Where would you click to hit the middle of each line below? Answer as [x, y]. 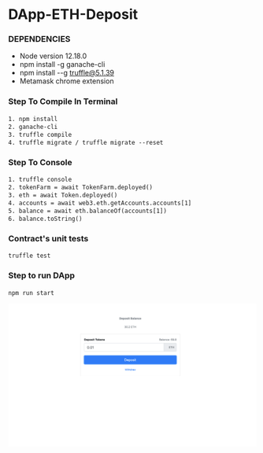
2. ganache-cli [33, 127]
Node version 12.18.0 [53, 56]
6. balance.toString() [45, 219]
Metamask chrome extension [67, 81]
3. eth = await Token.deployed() [63, 195]
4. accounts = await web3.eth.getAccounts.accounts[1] [100, 203]
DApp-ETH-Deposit [73, 15]
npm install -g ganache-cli [62, 64]
